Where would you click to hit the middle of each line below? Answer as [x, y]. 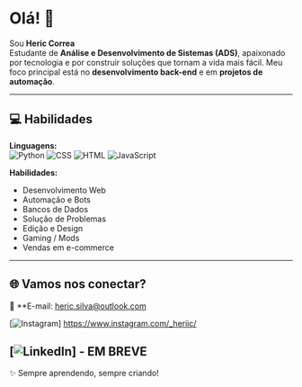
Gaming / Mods [51, 238]
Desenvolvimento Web [64, 190]
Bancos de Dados [55, 209]
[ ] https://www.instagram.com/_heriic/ [103, 323]
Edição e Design [53, 228]
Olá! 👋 [32, 18]
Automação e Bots [57, 199]
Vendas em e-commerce [68, 247]
